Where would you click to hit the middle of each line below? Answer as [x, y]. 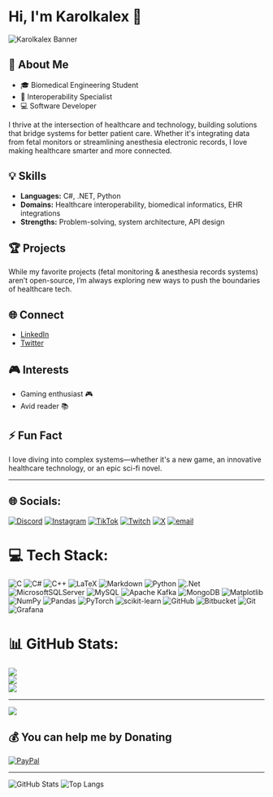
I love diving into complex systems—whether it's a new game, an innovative [135, 459]
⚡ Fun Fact [35, 436]
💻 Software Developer [58, 106]
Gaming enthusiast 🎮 [56, 394]
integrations [40, 213]
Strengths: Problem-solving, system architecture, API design [122, 221]
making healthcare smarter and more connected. [90, 151]
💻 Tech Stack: [58, 555]
